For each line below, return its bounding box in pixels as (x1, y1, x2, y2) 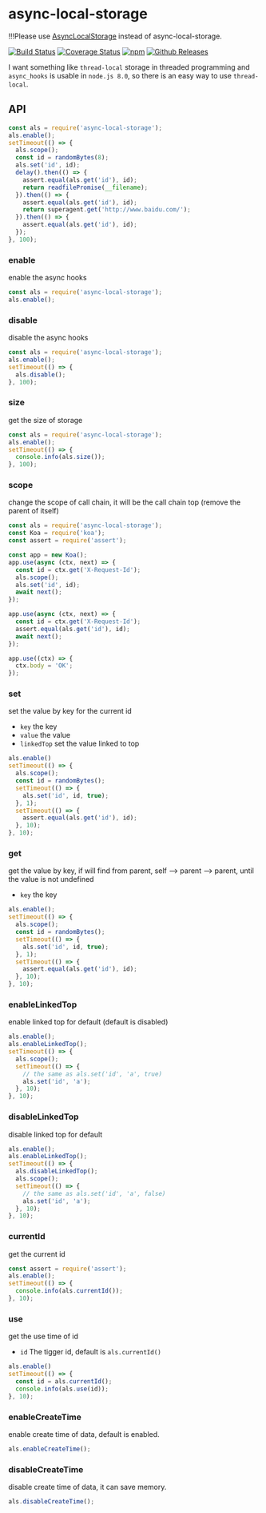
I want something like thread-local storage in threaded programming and (8, 62, 250, 72)
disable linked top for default (8, 1129, 103, 1139)
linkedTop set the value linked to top (19, 738, 140, 749)
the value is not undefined (8, 875, 94, 884)
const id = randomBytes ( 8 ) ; (15, 154, 109, 162)
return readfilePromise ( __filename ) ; (22, 183, 149, 191)
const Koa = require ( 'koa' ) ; (8, 529, 105, 537)
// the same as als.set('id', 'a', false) (22, 1189, 166, 1197)
